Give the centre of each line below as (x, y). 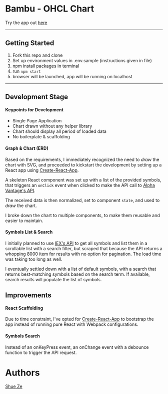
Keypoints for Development (34, 110)
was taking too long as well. (34, 259)
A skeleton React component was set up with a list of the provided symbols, (83, 180)
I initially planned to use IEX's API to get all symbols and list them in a (76, 243)
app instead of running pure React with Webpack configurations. (72, 324)
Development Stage (37, 97)
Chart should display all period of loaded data (59, 131)
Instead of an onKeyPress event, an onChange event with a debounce (77, 347)
